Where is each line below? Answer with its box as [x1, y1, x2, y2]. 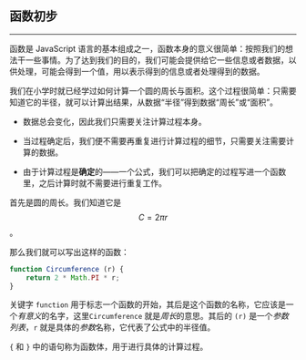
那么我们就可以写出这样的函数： [9, 246, 129, 257]
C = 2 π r [138, 211, 168, 222]
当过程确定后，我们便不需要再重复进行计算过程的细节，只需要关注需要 [22, 135, 287, 146]
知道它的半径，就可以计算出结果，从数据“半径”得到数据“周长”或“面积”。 [9, 97, 278, 108]
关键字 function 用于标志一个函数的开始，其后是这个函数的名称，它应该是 [9, 299, 287, 310]
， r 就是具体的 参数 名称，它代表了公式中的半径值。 [25, 322, 216, 333]
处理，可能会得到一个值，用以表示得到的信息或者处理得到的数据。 [16, 66, 265, 77]
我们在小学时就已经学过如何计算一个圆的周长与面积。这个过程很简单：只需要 [9, 85, 297, 96]
